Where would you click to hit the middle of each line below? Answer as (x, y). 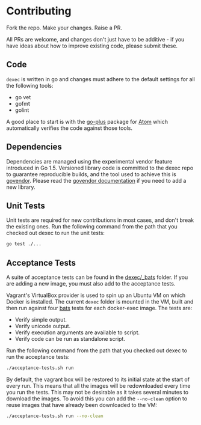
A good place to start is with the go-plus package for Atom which (87, 121)
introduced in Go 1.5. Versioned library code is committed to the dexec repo (100, 168)
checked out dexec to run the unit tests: (56, 233)
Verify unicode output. (43, 326)
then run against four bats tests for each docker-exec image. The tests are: (99, 308)
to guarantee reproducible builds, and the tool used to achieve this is (91, 174)
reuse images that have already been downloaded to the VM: (82, 405)
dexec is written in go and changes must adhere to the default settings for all (101, 79)
